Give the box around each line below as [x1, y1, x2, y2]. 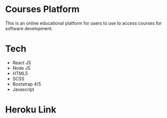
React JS [12, 59, 31, 66]
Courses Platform [5, 4, 80, 15]
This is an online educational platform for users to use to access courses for [5, 20, 162, 26]
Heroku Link [5, 104, 56, 115]
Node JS [12, 65, 31, 71]
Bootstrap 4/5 [12, 81, 41, 87]
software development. [5, 25, 53, 31]
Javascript [12, 86, 34, 92]
